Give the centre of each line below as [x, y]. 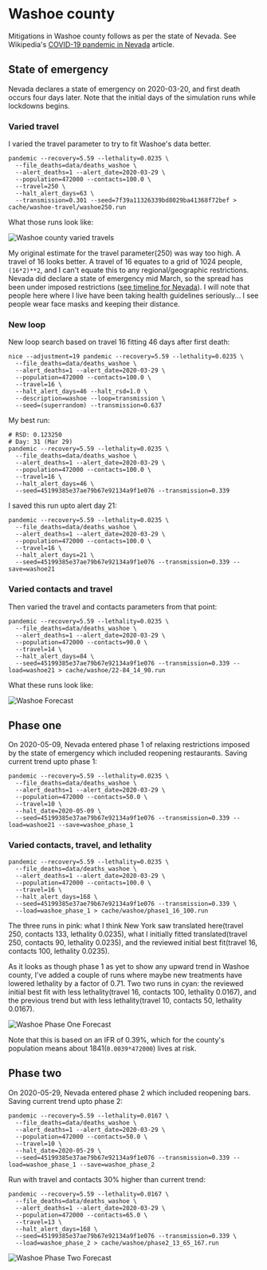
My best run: [29, 421]
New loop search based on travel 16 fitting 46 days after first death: [119, 342]
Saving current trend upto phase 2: [66, 1101]
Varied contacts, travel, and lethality [80, 845]
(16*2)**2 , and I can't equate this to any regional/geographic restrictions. [129, 270]
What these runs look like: [51, 685]
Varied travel [34, 126]
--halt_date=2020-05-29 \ [59, 1150]
